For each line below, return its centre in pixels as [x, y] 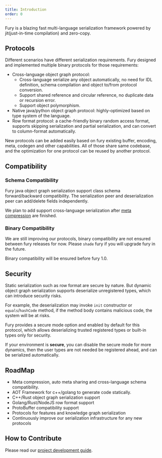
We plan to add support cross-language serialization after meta [68, 210]
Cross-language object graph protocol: [51, 75]
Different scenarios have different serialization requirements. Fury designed [81, 60]
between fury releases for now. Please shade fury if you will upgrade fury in [80, 244]
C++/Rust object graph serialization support [56, 397]
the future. [16, 249]
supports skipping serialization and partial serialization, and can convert [84, 126]
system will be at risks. [28, 316]
